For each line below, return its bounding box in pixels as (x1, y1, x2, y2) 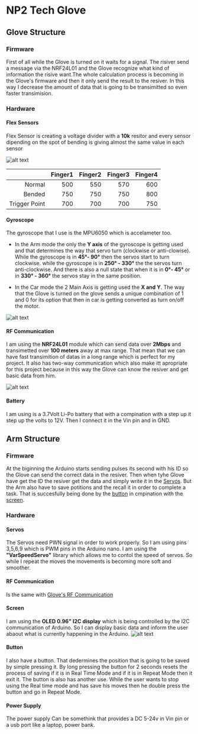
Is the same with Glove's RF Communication (6, 591, 113, 598)
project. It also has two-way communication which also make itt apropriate (6, 359, 188, 367)
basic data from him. (6, 372, 56, 379)
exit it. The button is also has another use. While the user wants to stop (6, 676, 179, 683)
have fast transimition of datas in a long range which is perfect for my (6, 353, 176, 360)
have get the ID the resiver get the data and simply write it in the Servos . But (6, 478, 192, 485)
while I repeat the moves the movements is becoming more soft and (6, 558, 171, 565)
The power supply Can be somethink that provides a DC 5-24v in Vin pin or (6, 715, 189, 722)
